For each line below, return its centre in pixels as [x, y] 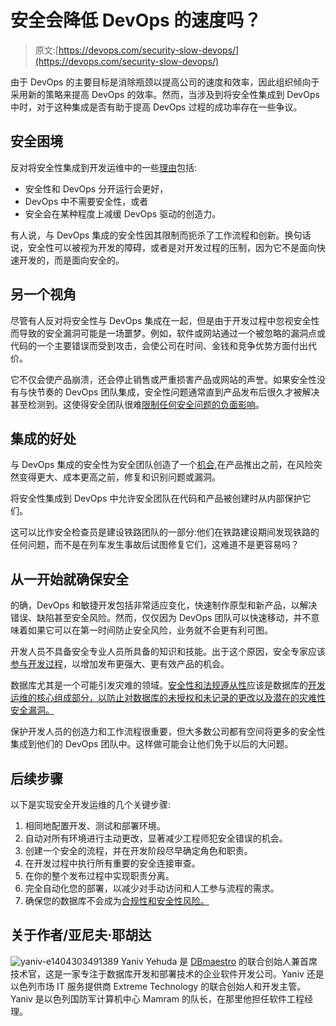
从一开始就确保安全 [69, 579]
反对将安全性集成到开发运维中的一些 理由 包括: [104, 167]
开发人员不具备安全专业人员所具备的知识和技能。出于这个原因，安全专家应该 [168, 652]
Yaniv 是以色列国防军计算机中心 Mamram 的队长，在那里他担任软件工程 [157, 998]
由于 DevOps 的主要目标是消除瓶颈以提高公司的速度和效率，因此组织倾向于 [165, 82]
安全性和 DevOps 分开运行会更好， [96, 188]
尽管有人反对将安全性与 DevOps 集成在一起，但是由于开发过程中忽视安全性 [165, 320]
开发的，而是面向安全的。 [71, 260]
